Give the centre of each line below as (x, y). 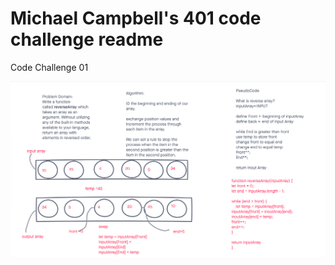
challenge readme (87, 39)
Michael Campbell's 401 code (136, 18)
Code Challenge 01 (49, 67)
